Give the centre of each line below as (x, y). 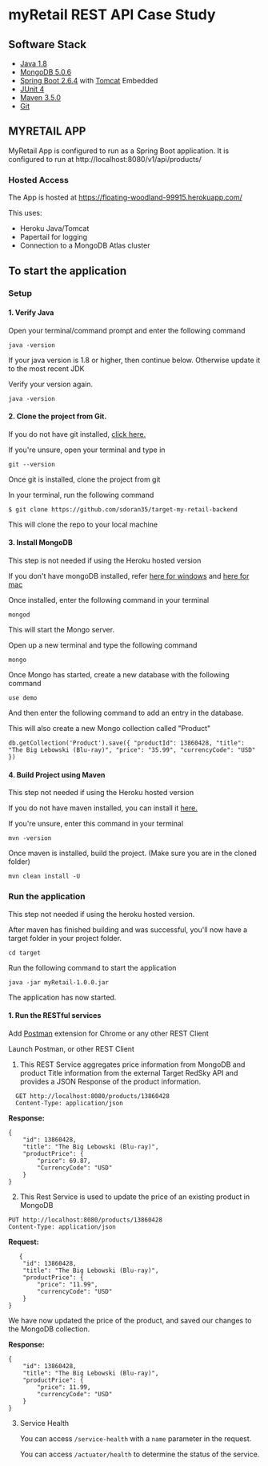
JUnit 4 (32, 89)
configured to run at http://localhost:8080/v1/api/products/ (105, 159)
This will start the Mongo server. (61, 630)
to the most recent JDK (46, 368)
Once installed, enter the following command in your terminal (109, 600)
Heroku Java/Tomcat (54, 228)
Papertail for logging (54, 237)
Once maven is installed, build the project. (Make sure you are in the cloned (133, 853)
